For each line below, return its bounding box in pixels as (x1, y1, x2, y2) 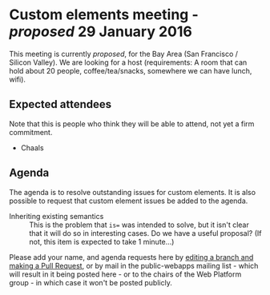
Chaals (20, 142, 44, 153)
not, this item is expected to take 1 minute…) (29, 237, 175, 246)
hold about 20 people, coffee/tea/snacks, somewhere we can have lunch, (9, 66, 252, 75)
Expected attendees (9, 98, 111, 111)
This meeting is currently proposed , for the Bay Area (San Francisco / (9, 49, 239, 58)
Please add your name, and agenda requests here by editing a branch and (9, 252, 254, 261)
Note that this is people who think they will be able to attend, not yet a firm (9, 118, 255, 129)
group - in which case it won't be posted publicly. (9, 277, 173, 287)
